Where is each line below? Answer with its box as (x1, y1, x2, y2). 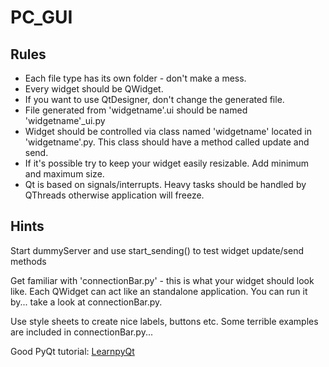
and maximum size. (24, 168, 105, 180)
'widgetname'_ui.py (24, 115, 106, 126)
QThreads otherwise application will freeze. (24, 189, 205, 201)
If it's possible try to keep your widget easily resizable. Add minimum (24, 157, 310, 169)
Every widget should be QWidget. (24, 83, 164, 95)
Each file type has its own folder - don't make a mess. (24, 72, 247, 84)
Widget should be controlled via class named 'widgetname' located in (24, 126, 312, 137)
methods (10, 255, 47, 267)
